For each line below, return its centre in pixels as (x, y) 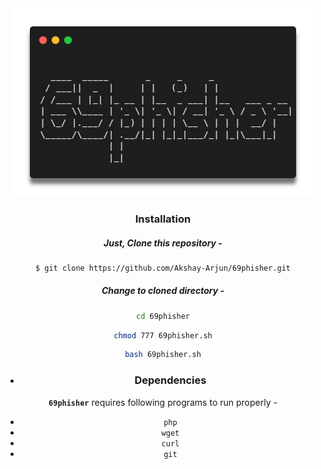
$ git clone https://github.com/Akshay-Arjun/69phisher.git (163, 268)
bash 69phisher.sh (163, 355)
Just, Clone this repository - (163, 243)
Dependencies (170, 380)
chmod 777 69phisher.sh (163, 335)
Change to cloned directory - (163, 291)
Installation (163, 219)
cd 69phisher (163, 316)
